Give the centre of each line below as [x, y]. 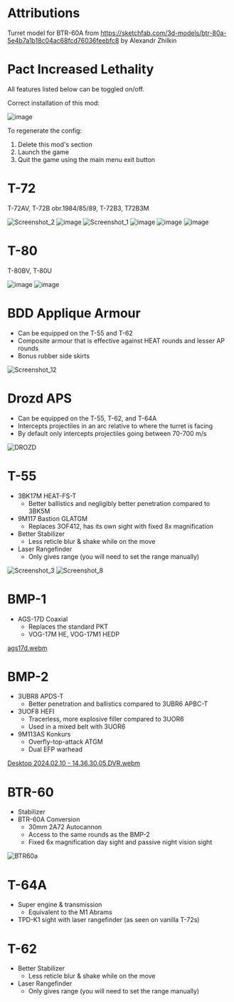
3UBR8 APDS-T [41, 697]
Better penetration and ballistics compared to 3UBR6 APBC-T [118, 704]
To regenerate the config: [45, 131]
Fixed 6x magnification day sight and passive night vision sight [120, 842]
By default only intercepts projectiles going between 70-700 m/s [112, 433]
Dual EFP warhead [55, 749]
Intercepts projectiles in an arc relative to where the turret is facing [115, 425]
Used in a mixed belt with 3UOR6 [77, 727]
